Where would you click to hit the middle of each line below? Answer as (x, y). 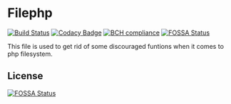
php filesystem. (30, 54)
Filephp (30, 13)
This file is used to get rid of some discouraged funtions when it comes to (116, 46)
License (25, 76)
